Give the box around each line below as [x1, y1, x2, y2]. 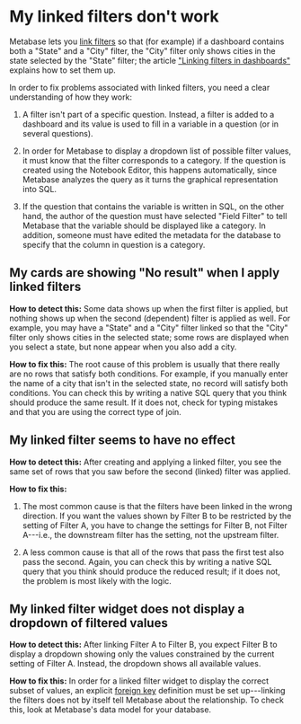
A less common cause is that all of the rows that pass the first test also [22, 546, 285, 558]
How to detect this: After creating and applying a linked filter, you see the [9, 456, 282, 467]
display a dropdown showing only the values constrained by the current [9, 649, 275, 659]
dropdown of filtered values [9, 615, 168, 631]
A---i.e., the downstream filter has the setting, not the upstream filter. [22, 529, 279, 540]
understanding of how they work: [9, 92, 133, 102]
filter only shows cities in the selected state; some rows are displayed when [9, 331, 289, 342]
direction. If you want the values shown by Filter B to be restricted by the [22, 510, 292, 521]
